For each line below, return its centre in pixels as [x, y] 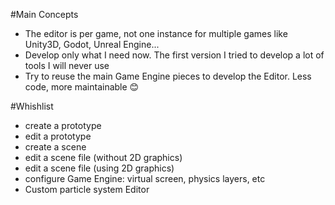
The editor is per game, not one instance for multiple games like [156, 33]
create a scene [55, 147]
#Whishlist [32, 106]
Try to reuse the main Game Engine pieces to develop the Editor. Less [168, 76]
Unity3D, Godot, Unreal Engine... [92, 44]
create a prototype [63, 125]
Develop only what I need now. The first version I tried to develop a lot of [174, 55]
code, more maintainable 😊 [82, 87]
